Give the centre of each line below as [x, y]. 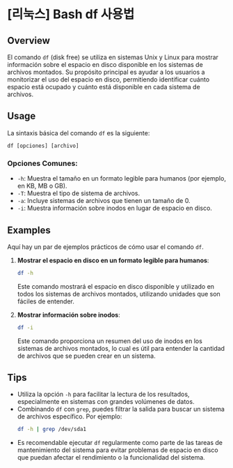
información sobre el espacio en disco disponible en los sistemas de [105, 65]
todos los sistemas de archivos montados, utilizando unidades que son [119, 294]
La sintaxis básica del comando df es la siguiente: [79, 133]
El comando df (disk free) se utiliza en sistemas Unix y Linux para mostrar [113, 57]
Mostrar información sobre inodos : [69, 315]
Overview [29, 40]
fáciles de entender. [46, 301]
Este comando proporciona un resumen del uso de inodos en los [110, 341]
